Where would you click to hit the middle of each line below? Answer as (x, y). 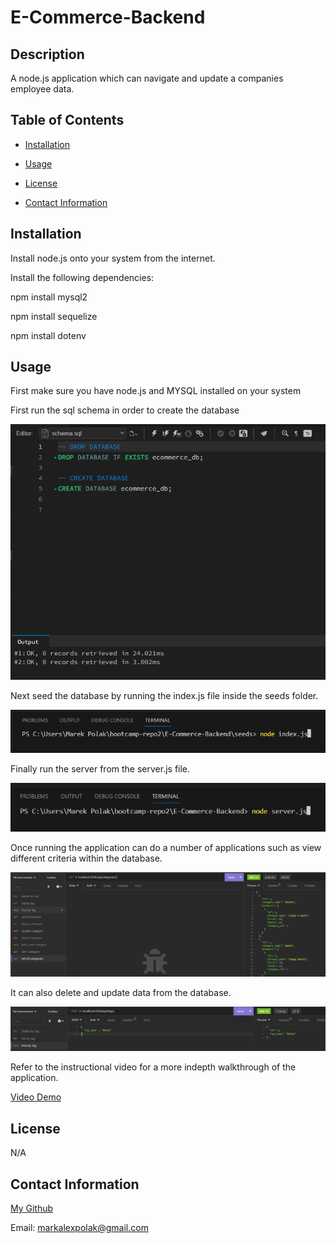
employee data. (42, 89)
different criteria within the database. (86, 858)
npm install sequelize (54, 316)
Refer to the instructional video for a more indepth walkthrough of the (153, 1067)
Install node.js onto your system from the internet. (113, 258)
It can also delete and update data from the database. (121, 993)
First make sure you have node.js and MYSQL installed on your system (156, 391)
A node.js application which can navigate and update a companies (147, 78)
